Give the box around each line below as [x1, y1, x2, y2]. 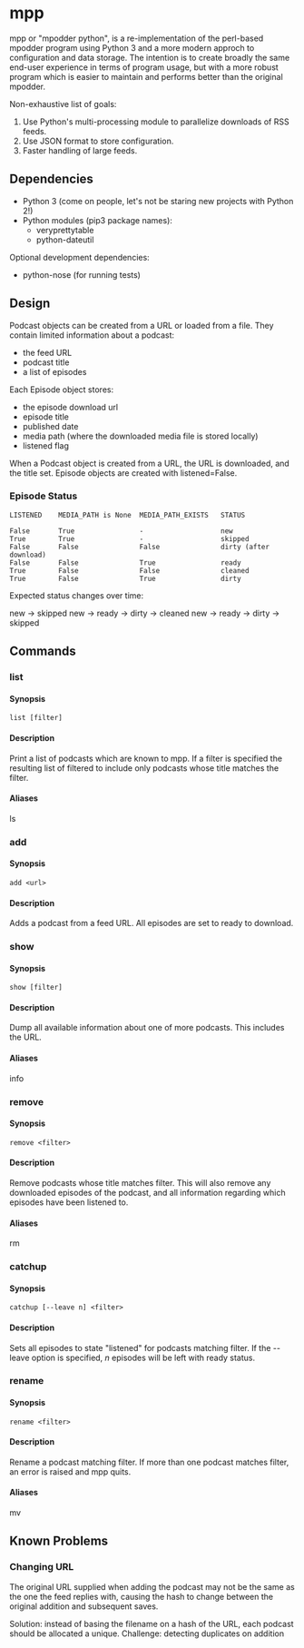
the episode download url [22, 401, 119, 412]
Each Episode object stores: [9, 384, 114, 395]
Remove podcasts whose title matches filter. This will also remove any [9, 1177, 271, 1188]
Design [9, 296, 51, 311]
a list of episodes [22, 366, 87, 377]
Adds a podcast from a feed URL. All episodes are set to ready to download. [9, 918, 294, 929]
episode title [22, 411, 70, 422]
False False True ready [9, 558, 242, 567]
